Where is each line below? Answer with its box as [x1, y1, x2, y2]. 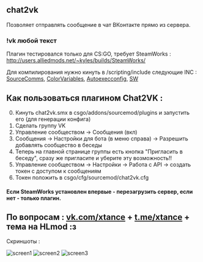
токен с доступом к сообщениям [15, 167, 102, 175]
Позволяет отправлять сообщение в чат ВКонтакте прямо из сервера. [6, 21, 191, 28]
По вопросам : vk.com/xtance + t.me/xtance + [6, 212, 190, 222]
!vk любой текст [6, 36, 57, 45]
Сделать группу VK [15, 122, 66, 129]
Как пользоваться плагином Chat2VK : [6, 93, 163, 103]
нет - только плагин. [6, 194, 61, 202]
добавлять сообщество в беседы [15, 141, 103, 148]
